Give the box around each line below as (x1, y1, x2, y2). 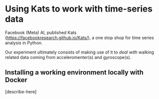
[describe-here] (5, 88, 37, 95)
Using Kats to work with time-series (5, 3, 153, 14)
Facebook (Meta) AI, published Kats (5, 29, 77, 35)
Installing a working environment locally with (5, 69, 144, 77)
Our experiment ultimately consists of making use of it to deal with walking (5, 49, 154, 55)
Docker (5, 76, 28, 84)
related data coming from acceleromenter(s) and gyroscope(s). (5, 54, 131, 60)
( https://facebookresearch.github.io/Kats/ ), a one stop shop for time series (5, 35, 154, 41)
